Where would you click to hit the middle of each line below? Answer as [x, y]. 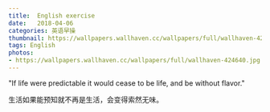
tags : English [32, 46]
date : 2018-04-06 [41, 23]
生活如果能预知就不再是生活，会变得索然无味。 [86, 99]
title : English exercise [51, 16]
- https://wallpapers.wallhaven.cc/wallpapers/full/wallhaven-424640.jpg [135, 61]
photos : [21, 53]
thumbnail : [27, 38]
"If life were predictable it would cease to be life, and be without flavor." [127, 83]
